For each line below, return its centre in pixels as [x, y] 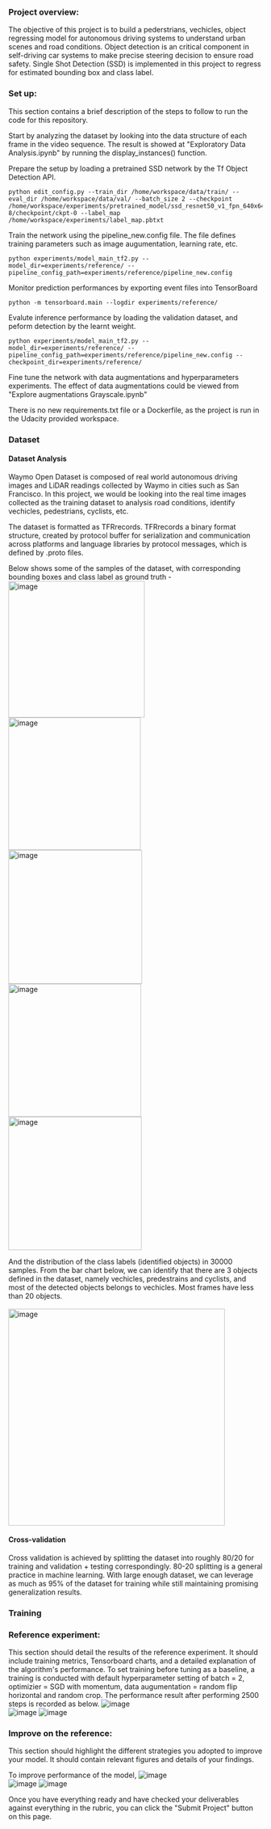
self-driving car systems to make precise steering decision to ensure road [131, 56]
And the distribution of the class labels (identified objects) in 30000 [121, 1261]
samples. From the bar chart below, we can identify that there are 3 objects [133, 1270]
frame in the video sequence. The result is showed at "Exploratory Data [127, 144]
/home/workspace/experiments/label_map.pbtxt [86, 220]
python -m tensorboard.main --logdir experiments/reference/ [113, 302]
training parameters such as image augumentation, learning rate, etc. [123, 243]
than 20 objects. [35, 1295]
